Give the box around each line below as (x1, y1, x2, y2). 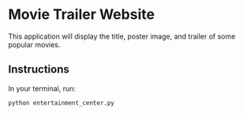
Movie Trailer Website (8, 6, 155, 24)
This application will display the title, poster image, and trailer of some (8, 32, 236, 41)
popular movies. (8, 39, 61, 49)
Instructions (8, 63, 69, 76)
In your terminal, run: (8, 83, 77, 93)
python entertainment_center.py (8, 98, 114, 107)
